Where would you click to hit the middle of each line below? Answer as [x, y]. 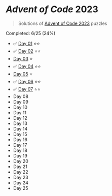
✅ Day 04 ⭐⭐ [27, 66]
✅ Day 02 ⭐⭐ [27, 51]
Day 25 [21, 188]
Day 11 [20, 112]
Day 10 [20, 107]
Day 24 [21, 183]
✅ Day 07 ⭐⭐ [27, 89]
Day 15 [20, 134]
